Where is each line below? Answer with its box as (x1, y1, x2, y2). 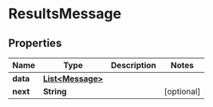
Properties (8, 36, 62, 50)
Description (110, 60, 157, 71)
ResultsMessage (8, 5, 122, 23)
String (42, 86, 67, 97)
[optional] (164, 86, 201, 97)
